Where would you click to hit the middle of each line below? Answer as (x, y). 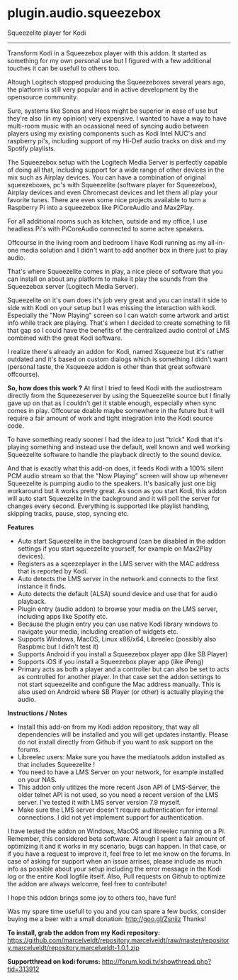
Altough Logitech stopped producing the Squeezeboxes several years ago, (117, 82)
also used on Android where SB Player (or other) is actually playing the (121, 692)
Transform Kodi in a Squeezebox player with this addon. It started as (107, 53)
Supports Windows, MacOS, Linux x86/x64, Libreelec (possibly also (117, 639)
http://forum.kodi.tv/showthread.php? (156, 961)
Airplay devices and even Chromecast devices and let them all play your (113, 192)
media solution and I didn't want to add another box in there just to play (124, 250)
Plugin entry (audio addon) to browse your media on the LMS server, (118, 609)
